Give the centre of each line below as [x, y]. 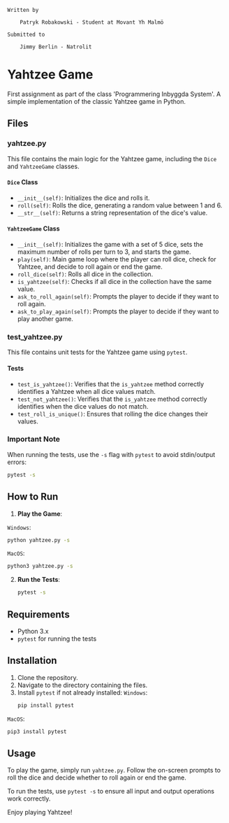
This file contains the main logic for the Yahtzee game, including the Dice [112, 158]
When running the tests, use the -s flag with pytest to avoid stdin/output [111, 454]
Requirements [38, 614]
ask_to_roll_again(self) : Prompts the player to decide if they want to [118, 297]
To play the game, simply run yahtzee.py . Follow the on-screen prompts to [114, 770]
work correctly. [29, 798]
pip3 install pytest [37, 732]
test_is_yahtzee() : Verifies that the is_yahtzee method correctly [111, 384]
